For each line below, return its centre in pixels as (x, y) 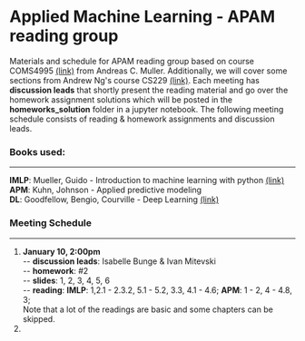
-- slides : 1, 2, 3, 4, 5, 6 (66, 280)
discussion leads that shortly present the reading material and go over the (149, 90)
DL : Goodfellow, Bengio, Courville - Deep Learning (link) (114, 200)
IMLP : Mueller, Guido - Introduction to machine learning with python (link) (147, 180)
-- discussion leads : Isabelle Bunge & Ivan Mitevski (119, 261)
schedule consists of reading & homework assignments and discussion (142, 119)
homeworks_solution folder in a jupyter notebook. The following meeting (147, 109)
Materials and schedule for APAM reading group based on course (132, 61)
